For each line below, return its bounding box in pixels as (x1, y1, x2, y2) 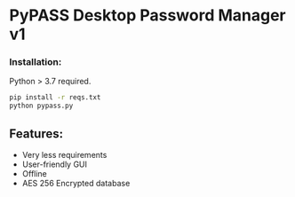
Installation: (9, 56, 62, 68)
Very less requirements (21, 150, 108, 161)
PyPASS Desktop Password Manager (9, 5, 286, 26)
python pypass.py (9, 101, 74, 111)
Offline (21, 169, 47, 179)
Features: (9, 126, 64, 141)
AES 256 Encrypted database (21, 178, 131, 189)
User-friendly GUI (21, 159, 87, 169)
